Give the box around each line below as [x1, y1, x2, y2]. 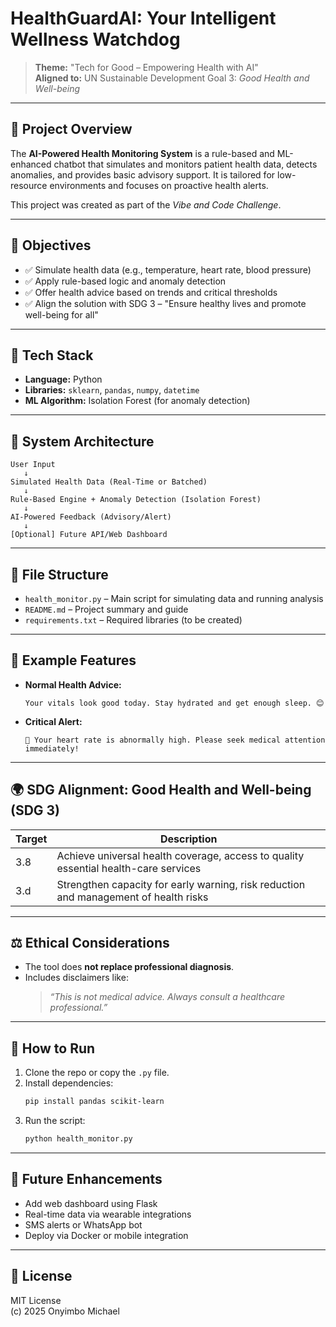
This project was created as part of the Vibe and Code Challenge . [10, 198, 282, 211]
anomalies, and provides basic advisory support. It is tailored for [10, 168, 276, 181]
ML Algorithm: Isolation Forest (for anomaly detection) [24, 395, 251, 407]
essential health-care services [56, 861, 202, 875]
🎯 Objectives [10, 237, 92, 254]
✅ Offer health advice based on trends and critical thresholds [24, 286, 278, 298]
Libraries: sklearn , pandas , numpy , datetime [24, 384, 200, 396]
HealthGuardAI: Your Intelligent [10, 7, 277, 30]
